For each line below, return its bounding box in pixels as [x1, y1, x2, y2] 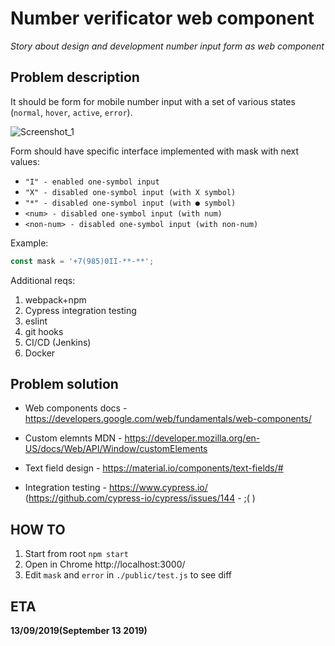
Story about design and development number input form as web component [10, 40, 325, 52]
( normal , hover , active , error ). [10, 106, 133, 118]
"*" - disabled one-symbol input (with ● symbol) [24, 198, 237, 208]
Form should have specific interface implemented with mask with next [10, 145, 299, 157]
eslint [24, 315, 48, 327]
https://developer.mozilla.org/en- [124, 432, 261, 444]
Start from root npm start [24, 548, 129, 560]
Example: [10, 237, 49, 249]
